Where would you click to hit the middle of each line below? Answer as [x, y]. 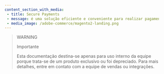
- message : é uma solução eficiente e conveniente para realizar [75, 19]
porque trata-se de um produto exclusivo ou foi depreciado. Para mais [87, 61]
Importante [28, 47]
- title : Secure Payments [33, 14]
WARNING [27, 37]
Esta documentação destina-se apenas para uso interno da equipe [84, 56]
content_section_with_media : [34, 10]
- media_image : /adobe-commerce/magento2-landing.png [63, 23]
